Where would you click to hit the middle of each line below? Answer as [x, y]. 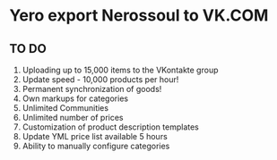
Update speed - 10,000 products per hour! [100, 80]
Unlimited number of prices [73, 118]
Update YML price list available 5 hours [95, 136]
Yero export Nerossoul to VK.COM [139, 16]
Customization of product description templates [110, 127]
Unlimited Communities [65, 108]
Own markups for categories [75, 98]
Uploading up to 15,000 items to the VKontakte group [120, 70]
